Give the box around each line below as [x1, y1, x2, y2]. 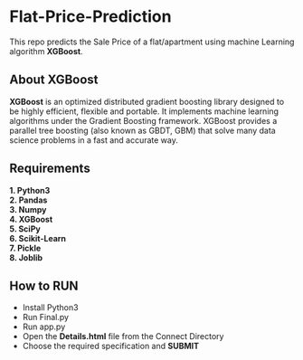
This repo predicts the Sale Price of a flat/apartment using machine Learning [9, 36, 295, 47]
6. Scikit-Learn [9, 232, 66, 243]
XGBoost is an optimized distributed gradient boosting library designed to [9, 96, 285, 107]
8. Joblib [9, 251, 43, 263]
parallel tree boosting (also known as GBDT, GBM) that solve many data [9, 125, 276, 136]
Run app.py [22, 321, 66, 332]
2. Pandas [9, 194, 48, 205]
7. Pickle [9, 242, 42, 253]
